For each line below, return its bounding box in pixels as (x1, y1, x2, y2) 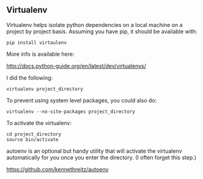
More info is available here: (6, 50, 75, 58)
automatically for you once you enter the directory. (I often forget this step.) (6, 153, 197, 161)
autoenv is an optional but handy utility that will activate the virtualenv (6, 147, 182, 154)
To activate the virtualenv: (6, 119, 72, 126)
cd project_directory (6, 131, 62, 137)
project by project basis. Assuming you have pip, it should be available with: (6, 28, 197, 35)
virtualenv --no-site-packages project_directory (6, 109, 136, 115)
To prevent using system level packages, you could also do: (6, 96, 157, 104)
